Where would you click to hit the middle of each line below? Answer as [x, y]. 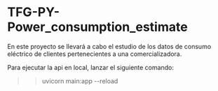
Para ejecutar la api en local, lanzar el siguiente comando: [90, 67]
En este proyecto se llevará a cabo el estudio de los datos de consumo [109, 46]
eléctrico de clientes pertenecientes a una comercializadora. [95, 54]
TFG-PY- [34, 12]
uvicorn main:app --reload [80, 80]
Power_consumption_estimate [97, 27]
